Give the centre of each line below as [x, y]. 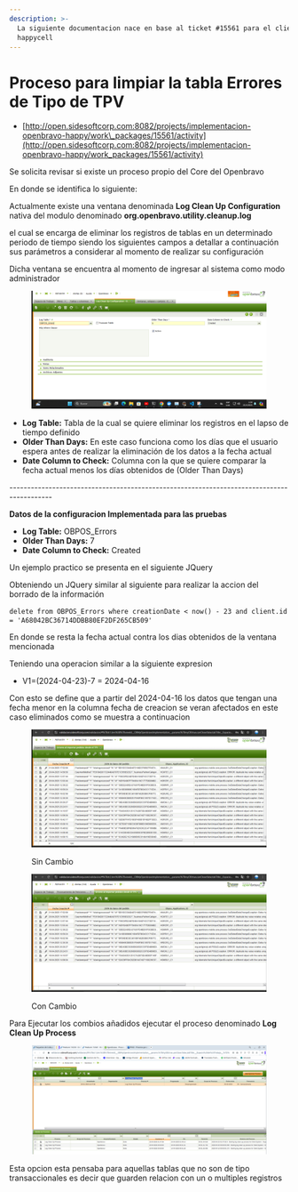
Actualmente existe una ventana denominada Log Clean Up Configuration [145, 206]
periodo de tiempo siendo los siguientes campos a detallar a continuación [144, 242]
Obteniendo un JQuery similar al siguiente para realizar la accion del [134, 585]
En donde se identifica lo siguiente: [73, 189]
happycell [35, 37]
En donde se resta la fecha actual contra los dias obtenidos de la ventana [143, 637]
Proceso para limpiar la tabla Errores [145, 82]
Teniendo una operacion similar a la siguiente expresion [111, 664]
